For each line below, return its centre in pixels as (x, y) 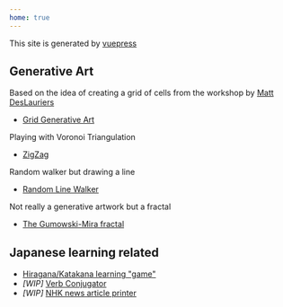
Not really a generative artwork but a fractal (90, 206)
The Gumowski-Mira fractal (73, 224)
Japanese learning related (84, 252)
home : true (30, 18)
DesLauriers (32, 102)
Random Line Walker (60, 189)
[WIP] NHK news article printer (80, 294)
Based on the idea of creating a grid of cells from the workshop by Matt (141, 93)
